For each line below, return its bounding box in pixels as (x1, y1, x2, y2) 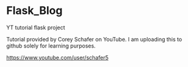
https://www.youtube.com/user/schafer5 (6, 54, 109, 61)
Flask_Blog (6, 4, 63, 18)
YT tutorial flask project (6, 24, 66, 31)
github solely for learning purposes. (6, 42, 96, 49)
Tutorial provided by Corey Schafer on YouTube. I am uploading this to (6, 35, 183, 43)
